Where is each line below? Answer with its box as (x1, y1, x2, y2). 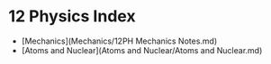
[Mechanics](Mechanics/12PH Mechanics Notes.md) (21, 36, 218, 46)
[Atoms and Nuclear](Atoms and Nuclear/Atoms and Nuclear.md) (21, 44, 263, 55)
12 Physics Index (8, 6, 136, 27)
